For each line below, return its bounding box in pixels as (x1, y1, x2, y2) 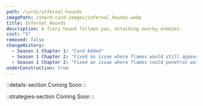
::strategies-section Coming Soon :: (6, 93, 95, 100)
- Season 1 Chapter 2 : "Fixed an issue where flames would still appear (11, 54, 199, 60)
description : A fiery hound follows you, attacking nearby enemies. (6, 25, 182, 32)
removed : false (6, 37, 45, 43)
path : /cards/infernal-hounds (6, 8, 83, 15)
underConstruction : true (6, 64, 69, 71)
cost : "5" (6, 31, 31, 37)
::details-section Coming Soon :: (6, 81, 86, 89)
